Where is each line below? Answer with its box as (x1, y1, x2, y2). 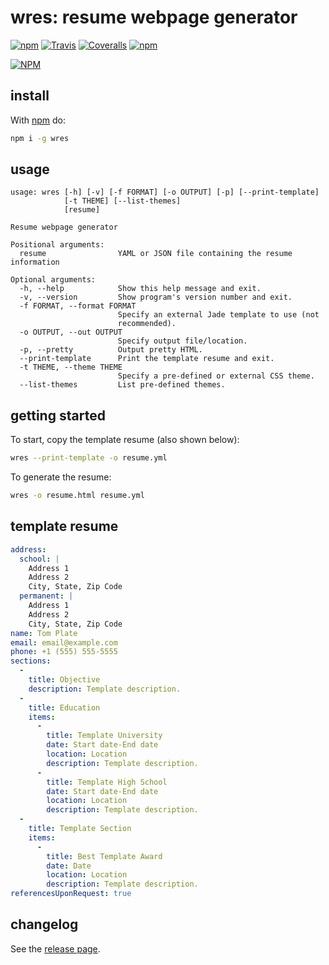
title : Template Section (28, 824, 132, 834)
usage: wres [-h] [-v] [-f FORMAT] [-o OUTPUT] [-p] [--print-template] (10, 187, 320, 198)
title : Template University (46, 731, 163, 741)
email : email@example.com (10, 637, 118, 648)
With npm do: (10, 114, 67, 126)
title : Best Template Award (46, 851, 163, 861)
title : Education (28, 702, 101, 713)
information (10, 257, 60, 268)
